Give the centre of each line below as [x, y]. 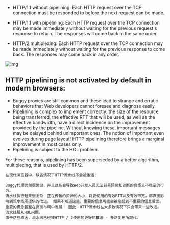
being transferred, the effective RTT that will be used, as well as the [84, 117]
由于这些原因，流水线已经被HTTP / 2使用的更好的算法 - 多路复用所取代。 [73, 218]
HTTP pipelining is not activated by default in [78, 81]
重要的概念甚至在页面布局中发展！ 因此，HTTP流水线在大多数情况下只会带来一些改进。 [83, 207]
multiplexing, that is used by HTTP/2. [44, 165]
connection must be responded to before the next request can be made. [89, 13]
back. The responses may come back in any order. [66, 54]
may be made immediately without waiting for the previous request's [85, 28]
